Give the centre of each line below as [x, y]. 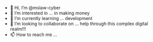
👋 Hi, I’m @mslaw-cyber [35, 8]
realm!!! [18, 29]
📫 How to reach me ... [33, 34]
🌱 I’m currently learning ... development [51, 18]
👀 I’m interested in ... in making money [50, 13]
